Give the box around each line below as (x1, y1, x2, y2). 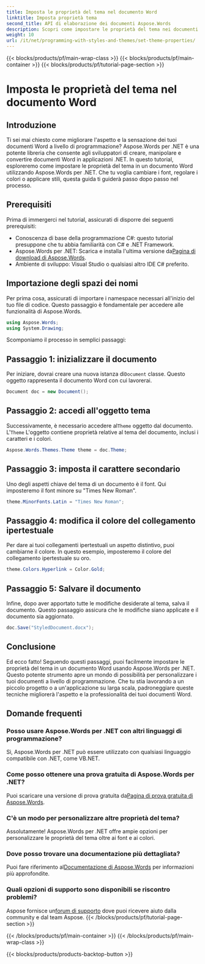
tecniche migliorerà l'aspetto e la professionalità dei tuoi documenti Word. (6, 690, 193, 698)
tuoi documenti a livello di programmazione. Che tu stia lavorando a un (6, 677, 185, 685)
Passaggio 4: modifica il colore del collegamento (6, 515, 196, 526)
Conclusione (6, 642, 56, 652)
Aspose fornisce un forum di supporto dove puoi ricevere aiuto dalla (6, 907, 177, 914)
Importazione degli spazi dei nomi (6, 278, 138, 289)
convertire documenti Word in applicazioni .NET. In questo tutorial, (6, 156, 174, 163)
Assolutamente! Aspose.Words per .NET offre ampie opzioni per (6, 827, 168, 835)
